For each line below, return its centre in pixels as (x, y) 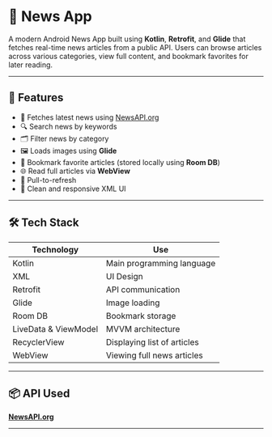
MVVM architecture (143, 329)
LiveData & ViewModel (55, 329)
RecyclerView (38, 342)
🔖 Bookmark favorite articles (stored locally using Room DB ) (120, 162)
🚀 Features (36, 98)
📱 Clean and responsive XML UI (73, 189)
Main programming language (161, 263)
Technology (55, 249)
